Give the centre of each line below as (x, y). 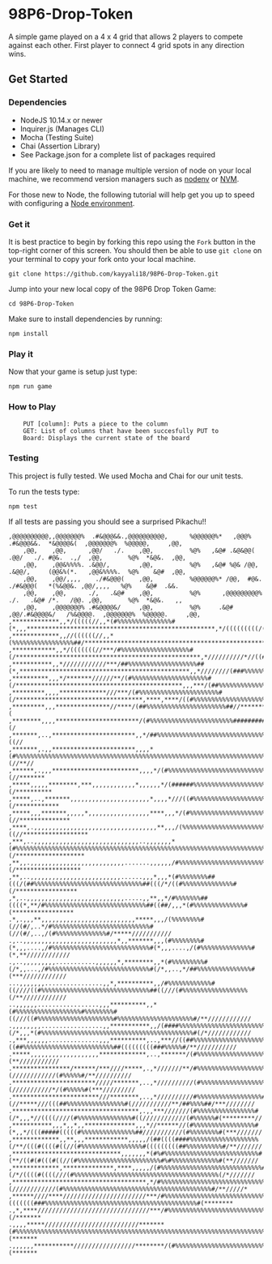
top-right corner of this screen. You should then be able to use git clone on (135, 250)
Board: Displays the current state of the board (106, 438)
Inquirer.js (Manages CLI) (62, 129)
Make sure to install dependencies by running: (85, 319)
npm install (28, 333)
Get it (19, 224)
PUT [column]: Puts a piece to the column (96, 424)
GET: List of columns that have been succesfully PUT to (121, 431)
